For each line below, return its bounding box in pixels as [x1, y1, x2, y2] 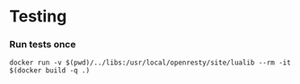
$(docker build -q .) [9, 66, 91, 75]
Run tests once [9, 38, 76, 51]
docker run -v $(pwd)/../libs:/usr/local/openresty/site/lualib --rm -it [9, 58, 292, 68]
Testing [9, 6, 67, 27]
